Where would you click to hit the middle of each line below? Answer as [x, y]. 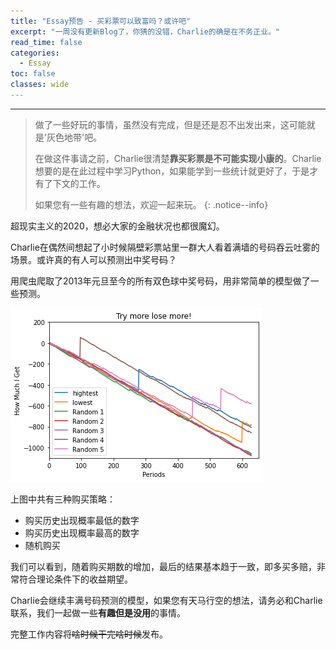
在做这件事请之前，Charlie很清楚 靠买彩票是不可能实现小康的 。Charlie [178, 158]
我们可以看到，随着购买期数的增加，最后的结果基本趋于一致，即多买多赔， [163, 566]
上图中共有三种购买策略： [63, 499]
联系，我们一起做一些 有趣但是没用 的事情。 [98, 612]
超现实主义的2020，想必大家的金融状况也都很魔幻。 [117, 226]
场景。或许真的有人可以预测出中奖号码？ [93, 259]
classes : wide [40, 85]
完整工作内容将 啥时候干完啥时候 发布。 [89, 634]
